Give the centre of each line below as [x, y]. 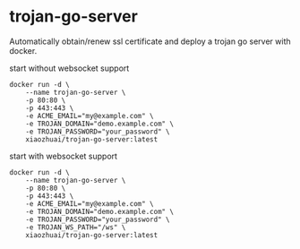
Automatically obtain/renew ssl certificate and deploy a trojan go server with [150, 41]
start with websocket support [64, 156]
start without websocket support [69, 68]
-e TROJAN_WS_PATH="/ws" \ [76, 227]
